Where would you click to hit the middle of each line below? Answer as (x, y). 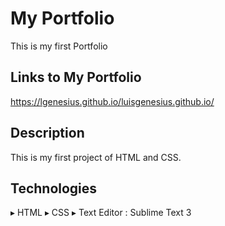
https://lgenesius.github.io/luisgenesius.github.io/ (112, 101)
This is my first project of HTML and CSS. (96, 157)
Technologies (54, 188)
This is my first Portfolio (59, 46)
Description (47, 133)
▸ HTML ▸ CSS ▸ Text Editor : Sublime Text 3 (101, 213)
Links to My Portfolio (76, 77)
